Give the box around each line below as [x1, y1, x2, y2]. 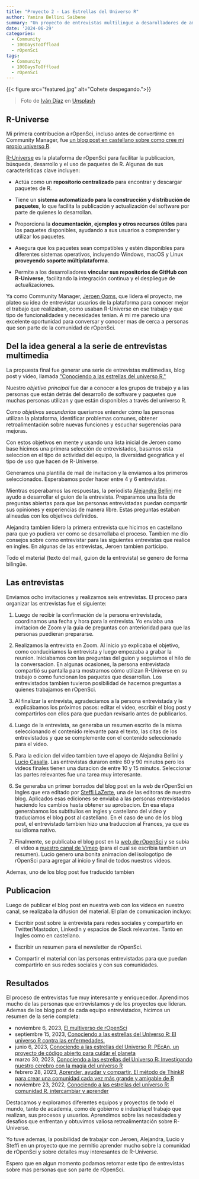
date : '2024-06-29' [6, 25, 54, 31]
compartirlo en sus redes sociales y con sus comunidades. [14, 961, 159, 968]
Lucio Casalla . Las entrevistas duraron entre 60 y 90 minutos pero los [14, 758, 185, 765]
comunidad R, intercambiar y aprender [14, 1088, 109, 1095]
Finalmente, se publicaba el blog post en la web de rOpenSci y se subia [14, 838, 190, 845]
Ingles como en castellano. [14, 931, 81, 939]
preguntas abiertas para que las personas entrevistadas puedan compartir [6, 499, 188, 506]
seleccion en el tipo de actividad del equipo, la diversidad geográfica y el [6, 451, 185, 458]
